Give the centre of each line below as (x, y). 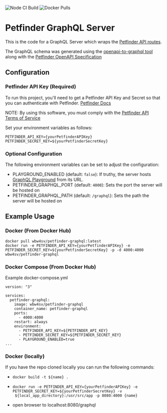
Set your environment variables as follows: (49, 127)
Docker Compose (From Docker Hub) (51, 266)
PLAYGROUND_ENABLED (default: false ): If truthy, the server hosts (82, 174)
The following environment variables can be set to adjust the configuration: (82, 164)
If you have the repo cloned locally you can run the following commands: (80, 367)
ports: (21, 313)
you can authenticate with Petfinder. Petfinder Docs (58, 103)
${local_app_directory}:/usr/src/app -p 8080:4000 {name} (76, 396)
